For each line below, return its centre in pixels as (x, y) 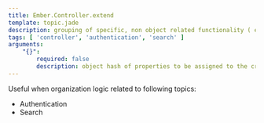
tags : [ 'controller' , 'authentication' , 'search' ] (96, 37)
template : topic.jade (44, 23)
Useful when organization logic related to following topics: (102, 89)
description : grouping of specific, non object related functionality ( (130, 30)
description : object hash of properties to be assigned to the (142, 67)
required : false (63, 60)
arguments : (26, 45)
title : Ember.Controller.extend (61, 15)
